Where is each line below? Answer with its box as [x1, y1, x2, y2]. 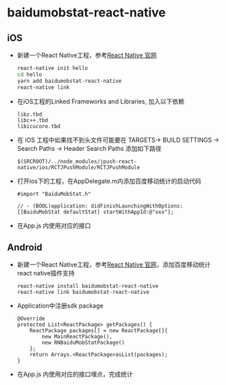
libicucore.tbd [16, 123, 61, 129]
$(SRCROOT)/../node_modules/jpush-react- [16, 158, 137, 165]
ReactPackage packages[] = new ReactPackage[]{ [29, 327, 168, 334]
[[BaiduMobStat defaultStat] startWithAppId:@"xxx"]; [16, 208, 174, 215]
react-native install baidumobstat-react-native [16, 283, 159, 290]
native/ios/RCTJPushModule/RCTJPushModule [16, 164, 140, 171]
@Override [16, 315, 46, 323]
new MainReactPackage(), [42, 334, 113, 340]
